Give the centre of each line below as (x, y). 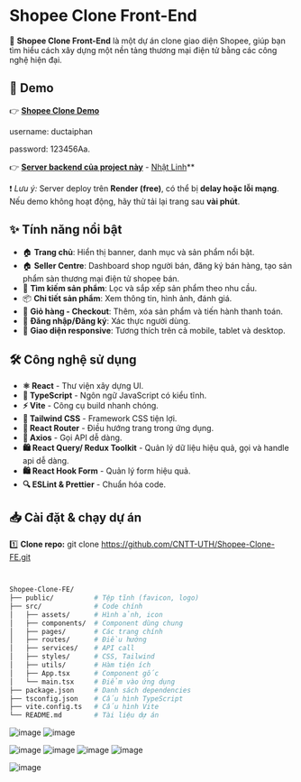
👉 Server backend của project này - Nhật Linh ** (102, 167)
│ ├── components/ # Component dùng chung (96, 623)
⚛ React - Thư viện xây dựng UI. (83, 386)
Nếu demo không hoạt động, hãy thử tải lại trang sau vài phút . (125, 201)
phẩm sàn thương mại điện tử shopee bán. (101, 278)
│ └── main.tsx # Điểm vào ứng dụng (92, 682)
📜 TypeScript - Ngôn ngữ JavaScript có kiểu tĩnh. (114, 396)
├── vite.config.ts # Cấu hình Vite (84, 707)
